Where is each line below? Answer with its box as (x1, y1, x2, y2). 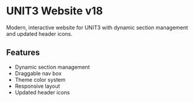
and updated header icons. (6, 30, 73, 37)
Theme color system (14, 76, 66, 83)
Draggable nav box (14, 70, 62, 77)
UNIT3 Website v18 (6, 4, 103, 18)
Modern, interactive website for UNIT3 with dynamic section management (6, 24, 188, 31)
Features (6, 48, 40, 58)
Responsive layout (14, 82, 60, 89)
